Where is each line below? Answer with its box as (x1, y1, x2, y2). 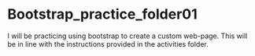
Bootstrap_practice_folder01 (7, 5, 198, 23)
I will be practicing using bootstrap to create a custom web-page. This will (7, 31, 248, 40)
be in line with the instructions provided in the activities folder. (7, 39, 209, 48)
